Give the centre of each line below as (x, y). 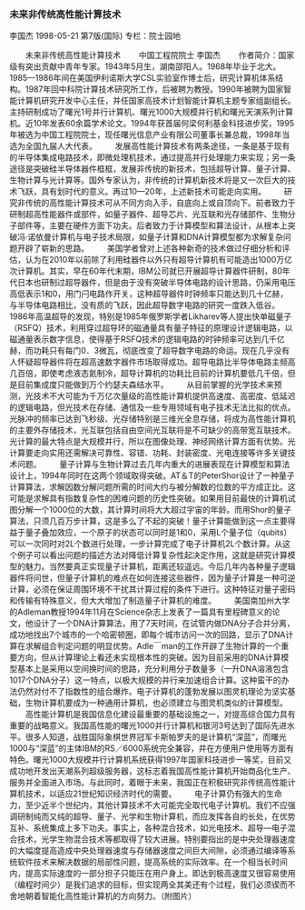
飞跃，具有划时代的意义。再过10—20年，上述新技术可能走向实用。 (141, 192)
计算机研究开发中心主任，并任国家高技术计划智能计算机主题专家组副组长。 (156, 101)
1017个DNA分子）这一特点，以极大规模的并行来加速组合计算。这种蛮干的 (145, 680)
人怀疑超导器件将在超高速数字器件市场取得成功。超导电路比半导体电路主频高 (152, 362)
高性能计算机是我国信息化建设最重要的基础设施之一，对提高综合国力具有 (160, 715)
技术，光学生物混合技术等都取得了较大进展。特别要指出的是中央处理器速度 (156, 839)
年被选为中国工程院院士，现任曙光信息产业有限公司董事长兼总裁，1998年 (146, 135)
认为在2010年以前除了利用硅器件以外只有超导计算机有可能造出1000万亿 (159, 260)
